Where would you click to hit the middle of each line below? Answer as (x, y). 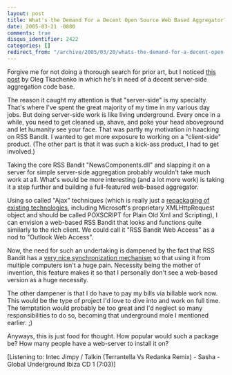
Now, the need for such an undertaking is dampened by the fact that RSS (111, 250)
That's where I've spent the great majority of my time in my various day (109, 107)
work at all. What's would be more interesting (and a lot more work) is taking (116, 179)
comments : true (29, 33)
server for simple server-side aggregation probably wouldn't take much (109, 172)
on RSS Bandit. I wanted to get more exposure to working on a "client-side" (114, 136)
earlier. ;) (20, 322)
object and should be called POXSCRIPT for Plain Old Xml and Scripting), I (113, 214)
